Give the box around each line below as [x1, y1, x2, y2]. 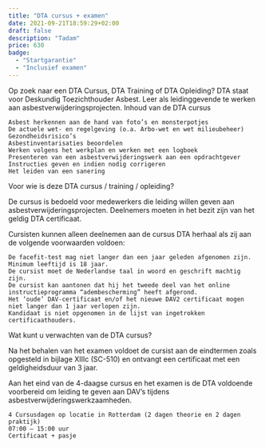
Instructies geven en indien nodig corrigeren [8, 160, 166, 168]
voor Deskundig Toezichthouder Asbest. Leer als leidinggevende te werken [8, 94, 256, 104]
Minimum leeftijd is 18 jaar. [8, 260, 109, 268]
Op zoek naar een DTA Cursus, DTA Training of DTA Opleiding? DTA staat [8, 86, 249, 95]
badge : [8, 49, 30, 57]
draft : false [8, 26, 52, 34]
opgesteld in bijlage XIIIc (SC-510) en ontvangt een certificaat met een [8, 354, 240, 364]
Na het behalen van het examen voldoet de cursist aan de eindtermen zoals [8, 346, 257, 355]
